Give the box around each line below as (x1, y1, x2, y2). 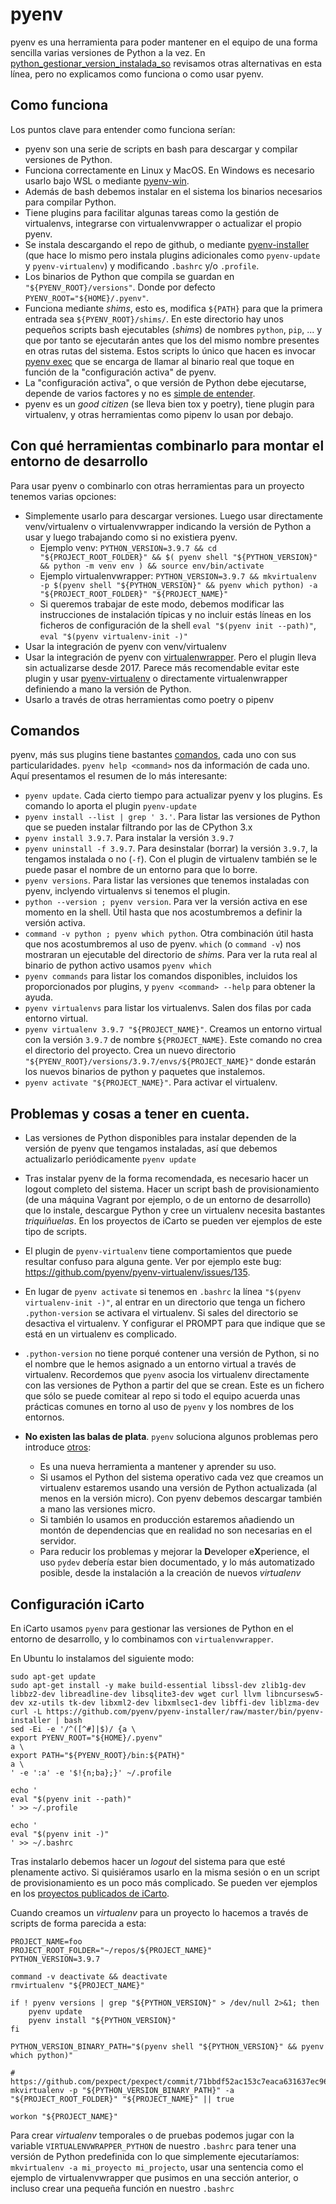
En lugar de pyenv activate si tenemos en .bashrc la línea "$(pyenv (24, 1286, 302, 1298)
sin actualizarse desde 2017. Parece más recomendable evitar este (24, 661, 300, 673)
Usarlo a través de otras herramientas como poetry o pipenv (24, 693, 275, 705)
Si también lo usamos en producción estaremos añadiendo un (39, 1514, 295, 1526)
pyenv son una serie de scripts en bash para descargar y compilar (24, 143, 298, 155)
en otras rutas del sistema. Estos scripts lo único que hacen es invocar (24, 344, 317, 357)
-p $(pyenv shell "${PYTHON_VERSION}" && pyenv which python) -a (39, 580, 318, 590)
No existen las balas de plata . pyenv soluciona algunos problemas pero (24, 1431, 319, 1443)
